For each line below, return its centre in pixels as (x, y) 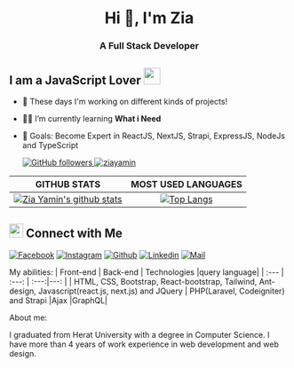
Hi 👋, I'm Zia (149, 18)
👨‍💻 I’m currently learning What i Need (91, 118)
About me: (28, 317)
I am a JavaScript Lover (75, 80)
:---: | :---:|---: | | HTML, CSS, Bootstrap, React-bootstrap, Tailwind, (133, 281)
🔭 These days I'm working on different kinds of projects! (125, 101)
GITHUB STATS (68, 184)
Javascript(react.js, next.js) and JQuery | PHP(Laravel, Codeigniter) (162, 291)
